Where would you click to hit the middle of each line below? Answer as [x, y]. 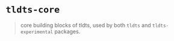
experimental [37, 32]
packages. [67, 31]
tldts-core [33, 10]
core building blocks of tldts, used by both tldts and [85, 25]
